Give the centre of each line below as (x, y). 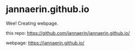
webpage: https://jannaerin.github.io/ (45, 43)
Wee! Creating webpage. (32, 23)
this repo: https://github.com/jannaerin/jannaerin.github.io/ (68, 33)
